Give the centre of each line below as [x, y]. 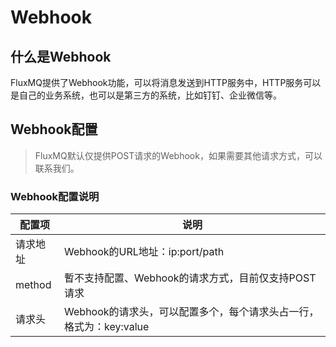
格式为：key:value [107, 327]
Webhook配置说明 [55, 196]
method [33, 285]
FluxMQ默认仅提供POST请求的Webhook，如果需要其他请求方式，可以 [178, 155]
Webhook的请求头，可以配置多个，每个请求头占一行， [192, 312]
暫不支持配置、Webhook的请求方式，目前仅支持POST [190, 278]
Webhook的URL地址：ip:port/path [144, 252]
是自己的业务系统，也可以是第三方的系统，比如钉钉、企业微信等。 [146, 95]
